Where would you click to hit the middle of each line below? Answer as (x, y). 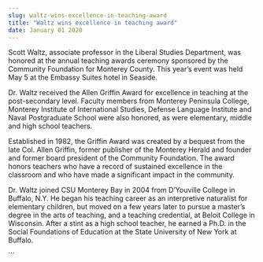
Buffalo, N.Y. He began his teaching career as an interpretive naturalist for (128, 198)
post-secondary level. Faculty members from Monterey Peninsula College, (129, 101)
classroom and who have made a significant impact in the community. (121, 175)
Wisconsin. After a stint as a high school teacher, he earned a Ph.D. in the (127, 223)
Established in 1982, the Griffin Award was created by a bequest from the (127, 142)
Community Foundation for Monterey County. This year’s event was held (126, 69)
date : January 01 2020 (45, 30)
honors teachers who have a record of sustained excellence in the (115, 167)
